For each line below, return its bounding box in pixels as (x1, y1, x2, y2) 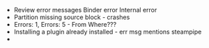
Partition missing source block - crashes (13, 13, 130, 21)
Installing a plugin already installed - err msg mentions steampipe (13, 27, 202, 36)
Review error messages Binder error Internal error (13, 6, 157, 14)
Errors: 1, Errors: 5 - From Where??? (13, 21, 117, 28)
